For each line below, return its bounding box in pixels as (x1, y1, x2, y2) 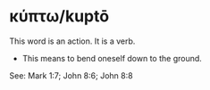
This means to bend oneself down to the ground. (21, 53, 203, 63)
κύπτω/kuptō (9, 6, 110, 27)
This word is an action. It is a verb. (9, 36, 136, 46)
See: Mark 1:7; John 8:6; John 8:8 (9, 70, 133, 81)
